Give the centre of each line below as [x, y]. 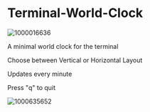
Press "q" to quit [31, 87]
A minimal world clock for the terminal [63, 46]
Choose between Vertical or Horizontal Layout [75, 60]
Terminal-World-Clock [75, 13]
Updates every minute [40, 74]
